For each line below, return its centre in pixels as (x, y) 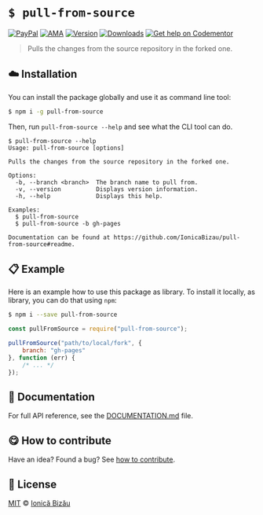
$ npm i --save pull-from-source (63, 315)
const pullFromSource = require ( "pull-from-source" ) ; (98, 329)
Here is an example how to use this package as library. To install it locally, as (131, 292)
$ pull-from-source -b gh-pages (68, 223)
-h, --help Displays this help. (89, 196)
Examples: (24, 210)
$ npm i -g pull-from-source (56, 112)
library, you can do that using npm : (63, 300)
